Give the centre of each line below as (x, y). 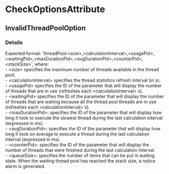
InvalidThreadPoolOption (45, 28)
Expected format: (23, 53)
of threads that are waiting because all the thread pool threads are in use (81, 102)
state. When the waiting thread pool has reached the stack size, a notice (80, 161)
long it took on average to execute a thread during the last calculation (77, 134)
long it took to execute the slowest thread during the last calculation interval (84, 118)
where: (42, 64)
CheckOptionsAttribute (55, 9)
